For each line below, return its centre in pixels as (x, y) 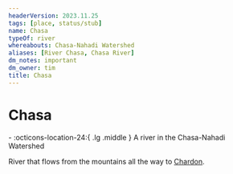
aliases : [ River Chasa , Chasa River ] (72, 53)
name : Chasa (28, 30)
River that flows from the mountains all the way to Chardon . (106, 161)
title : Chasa (30, 75)
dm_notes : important (43, 61)
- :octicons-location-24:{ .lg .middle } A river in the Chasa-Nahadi (117, 137)
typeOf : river (32, 38)
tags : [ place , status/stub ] (55, 23)
